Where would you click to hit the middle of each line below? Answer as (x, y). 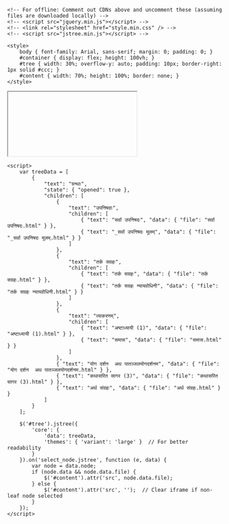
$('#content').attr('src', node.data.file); (108, 478)
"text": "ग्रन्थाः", (65, 184)
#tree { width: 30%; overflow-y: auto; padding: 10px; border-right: (121, 64)
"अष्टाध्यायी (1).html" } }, (41, 334)
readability (24, 448)
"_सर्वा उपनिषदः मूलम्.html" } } (44, 238)
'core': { (46, 430)
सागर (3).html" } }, (35, 382)
